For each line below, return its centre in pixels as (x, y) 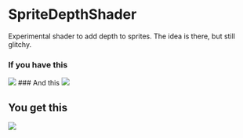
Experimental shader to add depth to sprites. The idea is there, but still (121, 36)
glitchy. (20, 44)
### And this (39, 83)
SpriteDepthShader (73, 15)
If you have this (38, 64)
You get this (38, 107)
